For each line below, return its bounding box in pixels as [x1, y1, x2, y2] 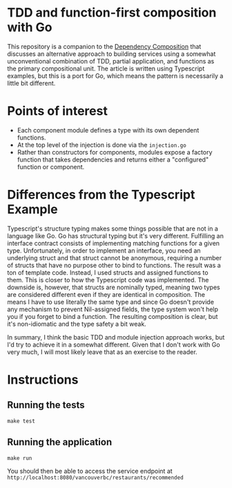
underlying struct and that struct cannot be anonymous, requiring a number [7, 253, 222, 262]
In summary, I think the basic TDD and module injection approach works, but [7, 333, 225, 341]
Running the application [7, 436, 113, 448]
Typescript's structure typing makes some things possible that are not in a [7, 224, 219, 233]
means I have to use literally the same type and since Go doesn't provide [7, 297, 214, 306]
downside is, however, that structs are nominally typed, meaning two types [7, 283, 220, 291]
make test [7, 418, 36, 424]
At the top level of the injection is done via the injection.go [17, 140, 186, 149]
